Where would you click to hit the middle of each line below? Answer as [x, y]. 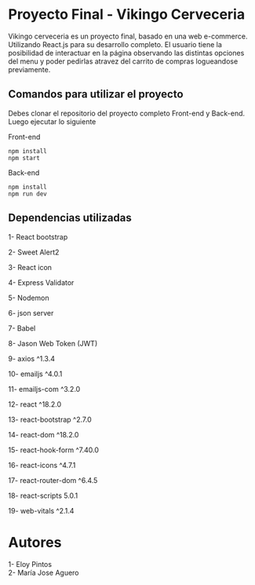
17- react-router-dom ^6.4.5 [53, 480]
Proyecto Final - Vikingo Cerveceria [127, 15]
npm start [24, 158]
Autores [35, 542]
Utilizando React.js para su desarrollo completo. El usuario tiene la [115, 44]
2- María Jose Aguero [44, 572]
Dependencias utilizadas [70, 218]
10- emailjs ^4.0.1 [35, 374]
